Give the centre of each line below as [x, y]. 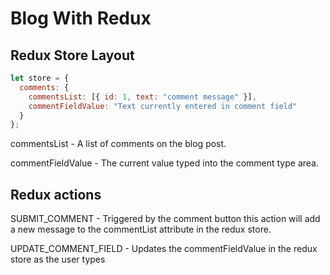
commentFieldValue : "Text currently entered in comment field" [163, 106]
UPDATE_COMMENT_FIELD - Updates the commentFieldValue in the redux [164, 249]
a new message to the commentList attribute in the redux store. [141, 229]
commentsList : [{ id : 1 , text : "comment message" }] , [142, 97]
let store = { [40, 78]
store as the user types [58, 259]
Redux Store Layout [72, 55]
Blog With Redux [81, 18]
